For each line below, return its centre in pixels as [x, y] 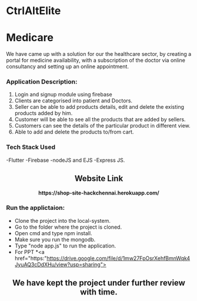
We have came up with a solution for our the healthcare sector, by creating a [99, 54]
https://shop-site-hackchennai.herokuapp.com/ [99, 193]
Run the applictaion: [36, 208]
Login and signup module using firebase [64, 95]
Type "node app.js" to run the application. [65, 246]
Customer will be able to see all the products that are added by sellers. [100, 119]
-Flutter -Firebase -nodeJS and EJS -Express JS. [66, 160]
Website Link [99, 178]
